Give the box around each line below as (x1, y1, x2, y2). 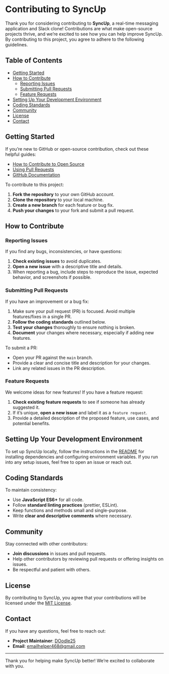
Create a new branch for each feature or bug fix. (12, 202, 114, 208)
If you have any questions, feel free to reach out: (5, 628, 106, 634)
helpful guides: (5, 151, 36, 157)
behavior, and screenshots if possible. (12, 274, 92, 280)
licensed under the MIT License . (5, 600, 72, 606)
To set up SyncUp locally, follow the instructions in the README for (5, 448, 144, 454)
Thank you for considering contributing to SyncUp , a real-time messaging (5, 20, 158, 26)
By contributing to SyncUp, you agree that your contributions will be (5, 595, 146, 601)
